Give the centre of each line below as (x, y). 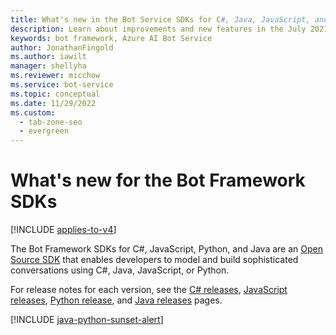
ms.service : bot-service (62, 85)
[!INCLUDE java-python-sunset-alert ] (87, 320)
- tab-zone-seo (51, 122)
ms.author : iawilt (48, 57)
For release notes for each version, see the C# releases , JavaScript (149, 290)
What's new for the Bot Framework (158, 180)
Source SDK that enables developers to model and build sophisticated (154, 260)
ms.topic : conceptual (55, 94)
